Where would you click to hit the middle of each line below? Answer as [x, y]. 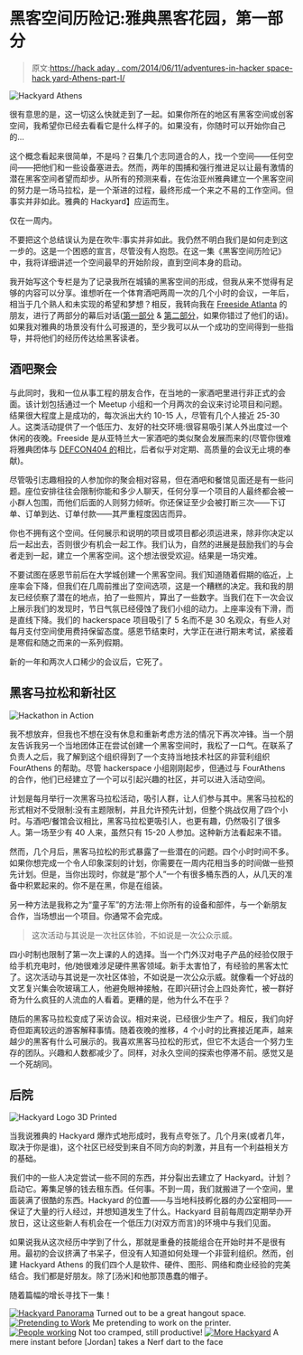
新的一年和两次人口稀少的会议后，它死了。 [88, 662]
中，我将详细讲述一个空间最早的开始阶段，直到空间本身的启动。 [128, 262]
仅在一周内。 [33, 220]
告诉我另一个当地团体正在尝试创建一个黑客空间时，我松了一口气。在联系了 [155, 745]
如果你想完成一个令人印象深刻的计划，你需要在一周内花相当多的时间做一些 [147, 862]
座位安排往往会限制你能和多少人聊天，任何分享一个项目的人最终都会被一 [159, 491]
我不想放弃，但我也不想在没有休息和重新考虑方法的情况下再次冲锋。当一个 [147, 734]
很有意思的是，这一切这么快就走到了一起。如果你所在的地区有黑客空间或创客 [151, 114]
